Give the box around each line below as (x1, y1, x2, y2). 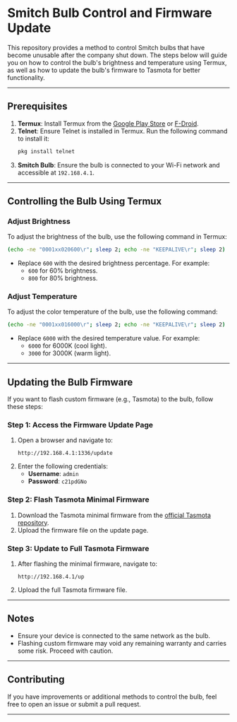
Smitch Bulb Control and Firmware (7, 5, 213, 21)
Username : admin (28, 470, 79, 478)
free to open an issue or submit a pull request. (7, 699, 141, 708)
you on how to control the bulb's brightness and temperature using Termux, (7, 58, 227, 66)
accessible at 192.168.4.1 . (17, 168, 95, 177)
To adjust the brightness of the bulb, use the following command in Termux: (7, 232, 227, 241)
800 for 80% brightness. (28, 274, 98, 283)
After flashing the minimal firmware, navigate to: (17, 560, 157, 568)
